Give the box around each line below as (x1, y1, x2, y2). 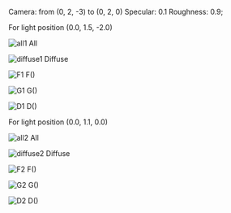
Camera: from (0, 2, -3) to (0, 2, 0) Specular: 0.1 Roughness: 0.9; (8, 7, 224, 16)
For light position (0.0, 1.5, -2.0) (8, 23, 113, 32)
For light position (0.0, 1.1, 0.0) (8, 117, 108, 127)
